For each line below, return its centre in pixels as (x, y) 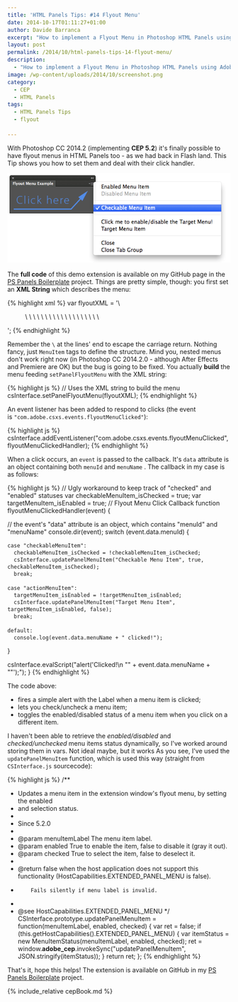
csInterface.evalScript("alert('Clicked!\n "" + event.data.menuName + (109, 665)
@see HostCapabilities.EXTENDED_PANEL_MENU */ (93, 911)
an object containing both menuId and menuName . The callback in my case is (116, 467)
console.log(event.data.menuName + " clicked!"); (88, 638)
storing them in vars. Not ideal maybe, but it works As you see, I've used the (119, 751)
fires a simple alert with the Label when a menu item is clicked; (109, 700)
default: (20, 631)
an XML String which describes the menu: (69, 290)
